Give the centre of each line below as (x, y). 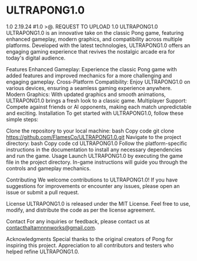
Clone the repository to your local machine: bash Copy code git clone (90, 131)
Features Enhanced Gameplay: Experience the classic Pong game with (92, 69)
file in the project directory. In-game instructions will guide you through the (97, 162)
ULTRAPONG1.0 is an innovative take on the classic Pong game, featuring (95, 32)
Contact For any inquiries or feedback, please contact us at (78, 221)
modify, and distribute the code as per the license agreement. (81, 210)
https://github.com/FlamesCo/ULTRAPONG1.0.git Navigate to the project (94, 137)
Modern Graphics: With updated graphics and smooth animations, (86, 94)
